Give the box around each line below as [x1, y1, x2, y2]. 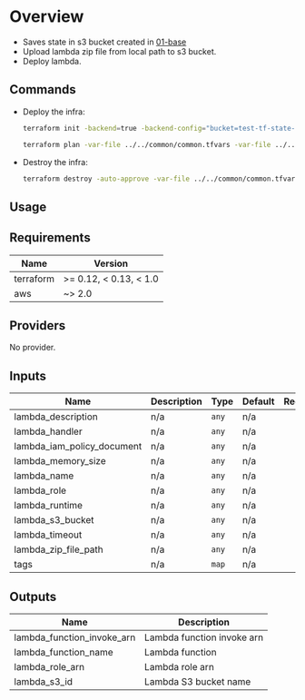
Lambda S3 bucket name [143, 675, 251, 688]
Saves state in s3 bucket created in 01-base [22, 36, 187, 47]
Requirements [9, 230, 91, 246]
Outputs [9, 588, 57, 605]
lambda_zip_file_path [14, 543, 104, 556]
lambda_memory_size [14, 455, 106, 468]
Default [241, 395, 275, 408]
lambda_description [14, 410, 98, 423]
